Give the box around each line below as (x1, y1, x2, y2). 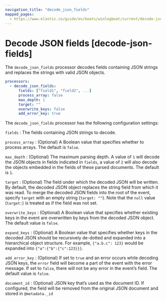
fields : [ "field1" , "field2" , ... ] (18, 88, 92, 94)
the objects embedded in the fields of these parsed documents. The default (5, 165, 159, 170)
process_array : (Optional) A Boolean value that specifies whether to (5, 139, 144, 145)
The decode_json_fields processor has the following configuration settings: (5, 120, 159, 126)
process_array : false (18, 93, 63, 98)
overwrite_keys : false (18, 106, 65, 111)
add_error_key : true (18, 111, 61, 116)
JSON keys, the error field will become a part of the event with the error (5, 260, 152, 266)
